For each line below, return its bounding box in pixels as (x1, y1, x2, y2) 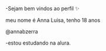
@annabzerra (5, 28, 39, 35)
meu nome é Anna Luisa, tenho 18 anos (5, 17, 101, 23)
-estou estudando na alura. (5, 39, 71, 46)
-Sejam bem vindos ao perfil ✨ (5, 5, 80, 12)
